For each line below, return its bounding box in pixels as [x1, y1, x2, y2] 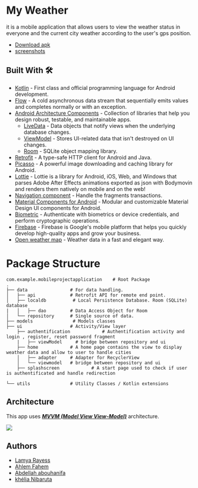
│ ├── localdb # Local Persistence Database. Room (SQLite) [6, 297, 187, 304]
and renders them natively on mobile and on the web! [14, 185, 146, 192]
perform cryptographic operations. [14, 217, 100, 224]
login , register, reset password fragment [6, 334, 116, 340]
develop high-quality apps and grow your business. [14, 230, 141, 237]
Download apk [14, 41, 51, 48]
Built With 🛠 [6, 65, 54, 76]
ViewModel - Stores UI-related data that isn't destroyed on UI [23, 134, 174, 142]
